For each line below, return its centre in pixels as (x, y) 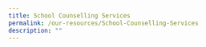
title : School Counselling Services (69, 16)
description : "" (35, 30)
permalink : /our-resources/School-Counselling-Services (103, 23)
